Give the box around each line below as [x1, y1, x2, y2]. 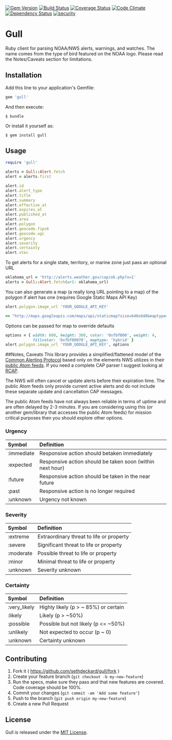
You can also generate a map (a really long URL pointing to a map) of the [5, 289, 159, 295]
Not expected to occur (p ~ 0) [39, 629, 112, 636]
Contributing [5, 654, 47, 663]
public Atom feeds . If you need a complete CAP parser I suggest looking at [5, 362, 163, 369]
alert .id [5, 184, 24, 189]
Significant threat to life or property [37, 541, 122, 548]
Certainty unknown [39, 637, 85, 644]
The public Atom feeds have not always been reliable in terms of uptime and [5, 398, 166, 405]
